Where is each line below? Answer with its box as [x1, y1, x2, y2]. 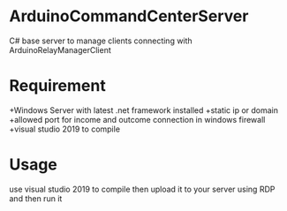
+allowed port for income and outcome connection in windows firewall [9, 114, 266, 124]
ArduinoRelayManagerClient [9, 44, 112, 55]
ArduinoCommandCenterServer [9, 6, 249, 26]
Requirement [9, 76, 106, 96]
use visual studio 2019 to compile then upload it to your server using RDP [9, 184, 276, 194]
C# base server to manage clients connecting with [9, 35, 193, 46]
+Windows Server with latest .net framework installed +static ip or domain [9, 104, 279, 116]
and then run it [9, 192, 63, 204]
